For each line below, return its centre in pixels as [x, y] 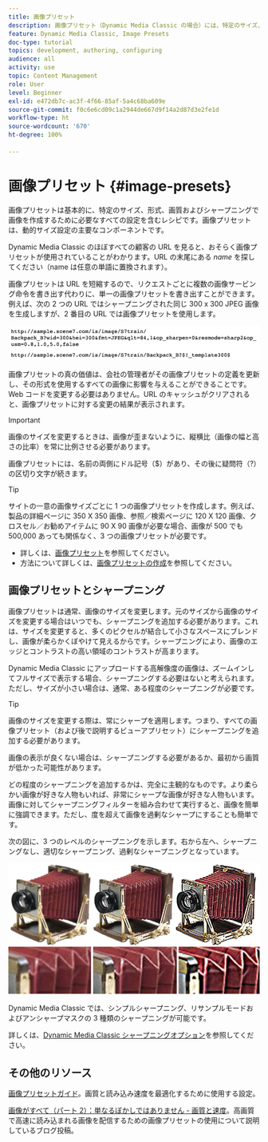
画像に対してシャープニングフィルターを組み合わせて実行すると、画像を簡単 [134, 804]
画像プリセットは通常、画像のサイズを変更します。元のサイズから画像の [126, 611]
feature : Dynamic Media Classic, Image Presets [89, 34]
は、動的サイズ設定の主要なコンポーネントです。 [89, 230]
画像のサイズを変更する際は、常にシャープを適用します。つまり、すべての [130, 720]
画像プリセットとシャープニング [87, 591]
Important [24, 420]
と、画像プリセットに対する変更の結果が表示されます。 [99, 404]
